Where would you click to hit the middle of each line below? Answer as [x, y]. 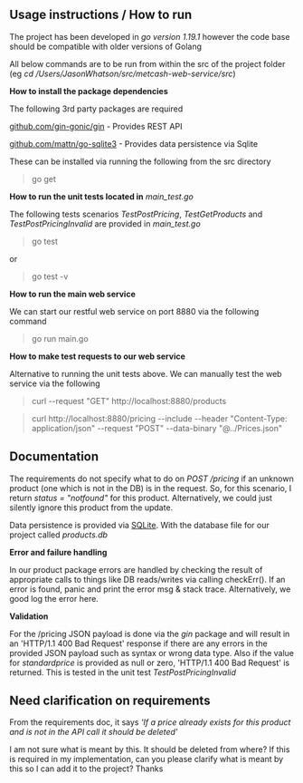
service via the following [55, 383]
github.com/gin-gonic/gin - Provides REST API [96, 126]
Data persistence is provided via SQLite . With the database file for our [139, 525]
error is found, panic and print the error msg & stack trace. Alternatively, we [150, 589]
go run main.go [60, 338]
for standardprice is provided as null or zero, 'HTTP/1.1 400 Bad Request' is [150, 662]
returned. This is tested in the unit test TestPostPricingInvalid [123, 672]
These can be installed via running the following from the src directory [140, 161]
